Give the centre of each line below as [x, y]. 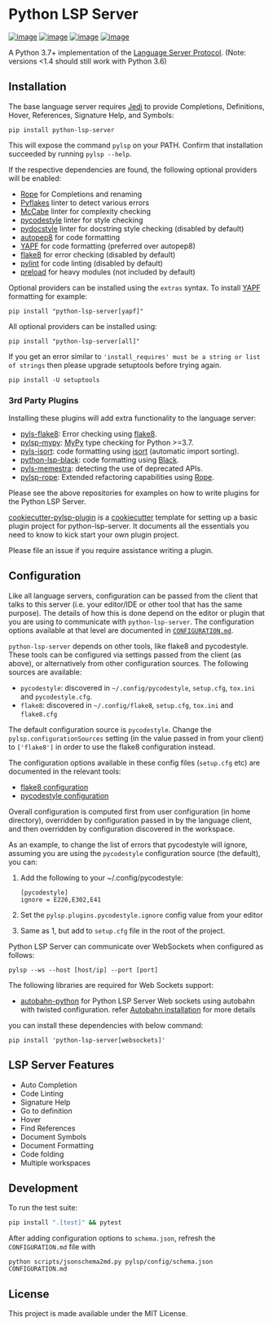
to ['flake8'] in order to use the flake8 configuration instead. [112, 747]
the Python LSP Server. [48, 502]
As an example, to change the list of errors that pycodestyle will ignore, [128, 845]
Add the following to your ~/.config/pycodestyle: [101, 877]
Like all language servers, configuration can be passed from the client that [133, 595]
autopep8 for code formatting [70, 237]
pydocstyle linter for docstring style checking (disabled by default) [132, 228]
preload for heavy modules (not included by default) [108, 272]
